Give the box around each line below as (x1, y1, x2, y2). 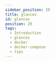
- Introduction (9, 30, 41, 35)
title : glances (5, 12, 37, 17)
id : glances (5, 16, 30, 21)
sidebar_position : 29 (5, 7, 50, 12)
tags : (5, 26, 16, 31)
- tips (9, 49, 23, 54)
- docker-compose (9, 44, 46, 49)
